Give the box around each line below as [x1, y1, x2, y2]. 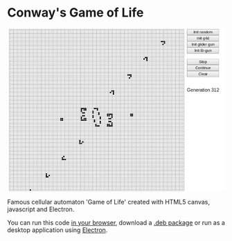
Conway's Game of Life [7, 5, 144, 21]
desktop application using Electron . [7, 226, 108, 234]
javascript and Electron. [7, 205, 75, 213]
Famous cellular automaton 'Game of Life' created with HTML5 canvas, [7, 197, 210, 206]
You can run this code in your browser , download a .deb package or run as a [7, 218, 225, 226]
